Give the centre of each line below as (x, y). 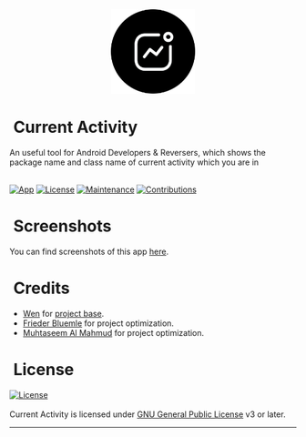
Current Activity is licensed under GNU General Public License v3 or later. (148, 414)
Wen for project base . (63, 313)
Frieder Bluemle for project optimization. (98, 323)
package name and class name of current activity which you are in (134, 162)
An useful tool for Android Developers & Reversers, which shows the (138, 152)
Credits (41, 288)
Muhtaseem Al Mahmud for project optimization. (113, 332)
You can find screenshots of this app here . (89, 251)
